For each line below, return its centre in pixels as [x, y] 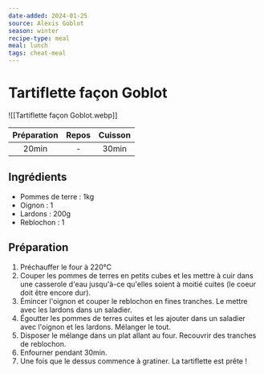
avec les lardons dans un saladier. [76, 310]
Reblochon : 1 [42, 222]
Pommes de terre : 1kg [57, 196]
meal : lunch [28, 46]
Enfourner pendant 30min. [63, 352]
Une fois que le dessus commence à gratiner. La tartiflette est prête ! [133, 361]
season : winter [34, 31]
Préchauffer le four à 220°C [66, 267]
